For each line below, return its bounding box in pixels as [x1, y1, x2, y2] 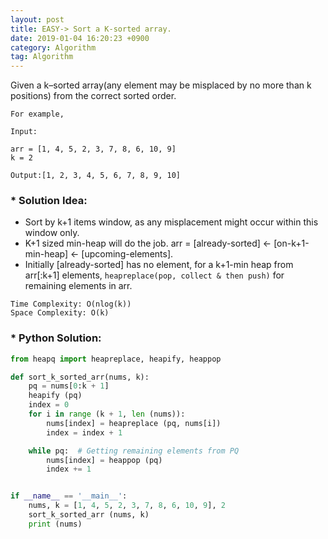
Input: [10, 127, 38, 137]
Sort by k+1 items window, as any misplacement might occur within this [24, 216, 319, 228]
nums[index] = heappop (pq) [46, 455, 163, 465]
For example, [10, 109, 65, 120]
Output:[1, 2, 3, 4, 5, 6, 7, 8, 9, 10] [10, 171, 182, 181]
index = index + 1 [46, 427, 123, 438]
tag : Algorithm [10, 52, 74, 62]
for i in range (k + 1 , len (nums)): [28, 409, 186, 420]
